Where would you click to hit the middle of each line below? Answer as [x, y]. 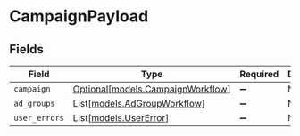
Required [259, 74]
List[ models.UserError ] [121, 118]
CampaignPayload [79, 16]
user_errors [39, 118]
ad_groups [34, 104]
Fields [27, 49]
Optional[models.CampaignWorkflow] [152, 89]
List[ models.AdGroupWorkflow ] [139, 104]
